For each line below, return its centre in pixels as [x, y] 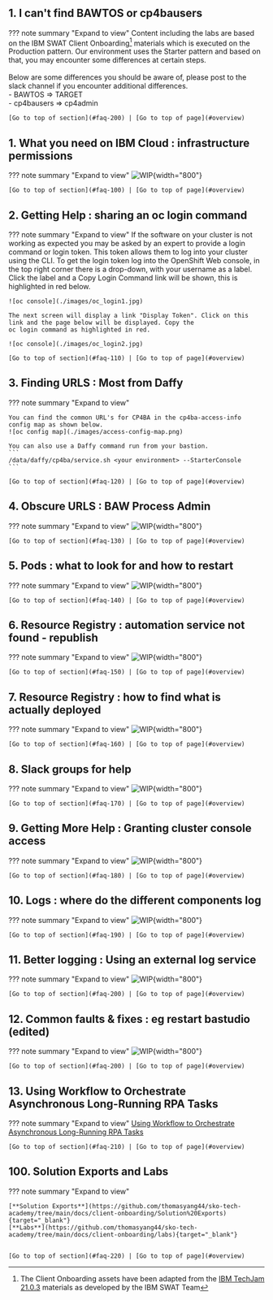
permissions [41, 156]
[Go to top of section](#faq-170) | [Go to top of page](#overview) [127, 804]
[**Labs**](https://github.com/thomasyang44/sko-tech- [103, 1227]
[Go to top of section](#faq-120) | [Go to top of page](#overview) [127, 481]
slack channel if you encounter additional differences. [98, 86]
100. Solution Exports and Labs [89, 1172]
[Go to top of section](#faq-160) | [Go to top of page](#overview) [127, 744]
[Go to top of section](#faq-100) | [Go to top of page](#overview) [127, 190]
